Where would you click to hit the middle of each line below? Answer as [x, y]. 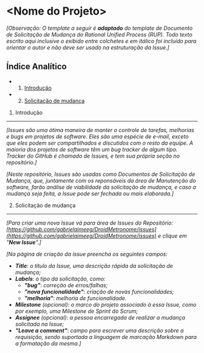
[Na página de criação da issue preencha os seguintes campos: [87, 254]
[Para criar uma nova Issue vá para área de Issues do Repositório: [90, 223]
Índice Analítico [36, 67]
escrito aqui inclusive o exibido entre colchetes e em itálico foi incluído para [101, 41]
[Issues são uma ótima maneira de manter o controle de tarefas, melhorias [100, 130]
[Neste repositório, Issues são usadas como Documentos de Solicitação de [101, 174]
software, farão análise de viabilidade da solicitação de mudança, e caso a [101, 187]
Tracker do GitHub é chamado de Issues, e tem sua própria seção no [93, 156]
